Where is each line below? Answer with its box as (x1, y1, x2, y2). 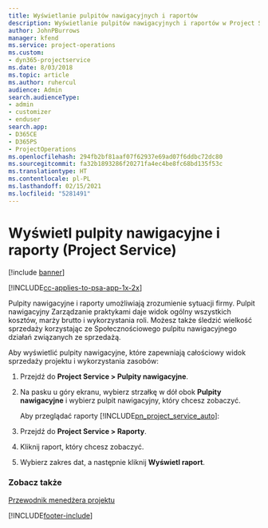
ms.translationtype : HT (8, 167, 88, 175)
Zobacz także (8, 477, 62, 488)
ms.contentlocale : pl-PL (8, 175, 91, 183)
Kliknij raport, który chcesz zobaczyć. (19, 442, 144, 451)
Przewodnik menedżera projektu (8, 495, 116, 505)
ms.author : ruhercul (8, 78, 77, 86)
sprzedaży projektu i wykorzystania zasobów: (8, 356, 160, 365)
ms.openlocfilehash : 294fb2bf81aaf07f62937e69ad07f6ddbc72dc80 (8, 152, 223, 160)
